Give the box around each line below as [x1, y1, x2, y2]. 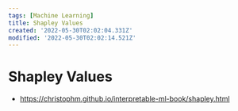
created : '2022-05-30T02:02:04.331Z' [8, 26, 133, 34]
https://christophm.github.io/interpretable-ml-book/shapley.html [19, 94, 230, 104]
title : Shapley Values [8, 19, 83, 27]
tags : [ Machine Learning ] [8, 11, 94, 20]
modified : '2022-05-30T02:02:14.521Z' [8, 33, 136, 42]
